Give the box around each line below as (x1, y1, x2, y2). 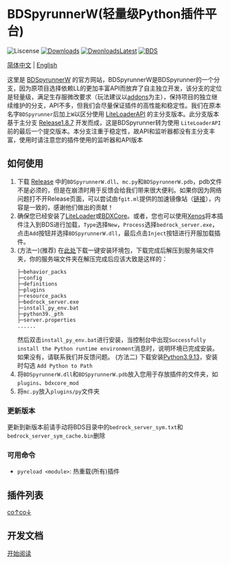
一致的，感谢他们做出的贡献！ (29, 203, 114, 211)
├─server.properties (16, 316, 76, 323)
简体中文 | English (7, 61, 58, 69)
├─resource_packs (16, 292, 67, 299)
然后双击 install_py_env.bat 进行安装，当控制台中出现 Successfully (16, 335, 206, 344)
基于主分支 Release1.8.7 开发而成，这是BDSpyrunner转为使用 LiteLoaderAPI (7, 118, 221, 127)
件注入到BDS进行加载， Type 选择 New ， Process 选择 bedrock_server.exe (16, 220, 213, 228)
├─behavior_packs (16, 268, 67, 275)
